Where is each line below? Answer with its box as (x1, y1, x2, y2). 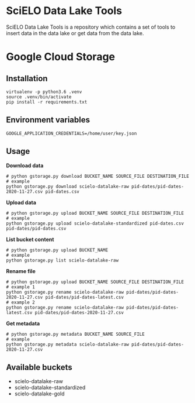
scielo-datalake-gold (14, 390, 65, 397)
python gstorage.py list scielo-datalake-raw (6, 257, 119, 263)
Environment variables (6, 115, 90, 125)
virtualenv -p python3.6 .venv (6, 89, 82, 95)
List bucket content (6, 236, 54, 243)
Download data (6, 162, 44, 169)
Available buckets (6, 362, 73, 372)
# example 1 (6, 284, 35, 290)
